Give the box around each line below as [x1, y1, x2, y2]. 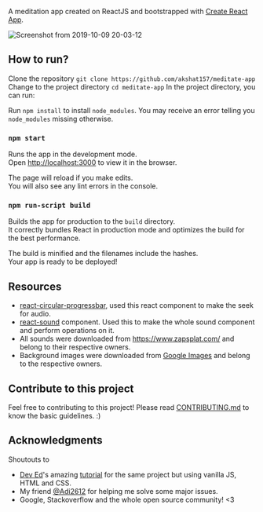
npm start [8, 133, 46, 142]
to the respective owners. [19, 359, 103, 368]
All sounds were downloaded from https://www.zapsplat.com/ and [19, 334, 235, 344]
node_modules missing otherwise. [8, 114, 114, 123]
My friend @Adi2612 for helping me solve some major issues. [19, 486, 218, 496]
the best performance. [8, 233, 81, 243]
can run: [8, 90, 35, 100]
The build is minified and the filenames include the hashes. [8, 249, 199, 258]
